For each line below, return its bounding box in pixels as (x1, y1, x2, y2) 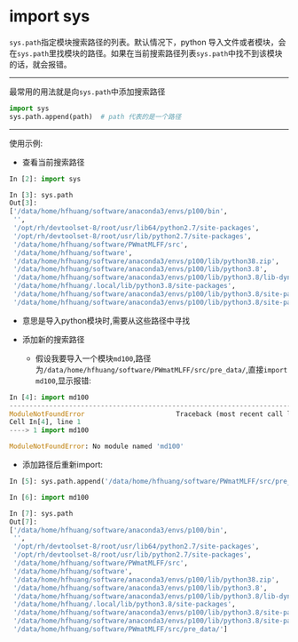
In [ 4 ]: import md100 (9, 393, 90, 402)
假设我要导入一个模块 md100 (35, 353, 134, 364)
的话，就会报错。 (9, 59, 72, 69)
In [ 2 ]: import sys (9, 174, 82, 183)
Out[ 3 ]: (9, 198, 38, 208)
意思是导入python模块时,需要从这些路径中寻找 (21, 315, 191, 325)
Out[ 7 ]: (9, 518, 38, 526)
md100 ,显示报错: (35, 375, 91, 386)
